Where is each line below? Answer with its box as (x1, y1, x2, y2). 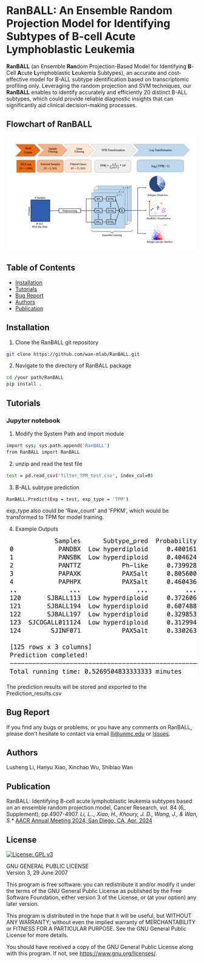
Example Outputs (15, 525, 59, 533)
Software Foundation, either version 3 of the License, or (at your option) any (6, 894, 197, 901)
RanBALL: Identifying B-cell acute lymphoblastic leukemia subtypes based (6, 797, 192, 805)
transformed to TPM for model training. (6, 513, 104, 521)
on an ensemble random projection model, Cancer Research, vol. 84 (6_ (6, 804, 186, 811)
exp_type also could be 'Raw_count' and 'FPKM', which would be (6, 507, 169, 515)
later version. (6, 900, 39, 908)
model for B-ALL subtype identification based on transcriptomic (29, 76, 189, 83)
